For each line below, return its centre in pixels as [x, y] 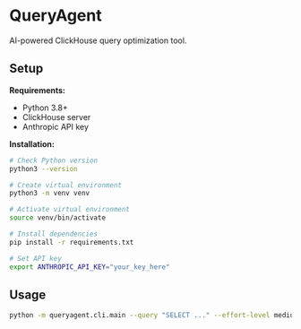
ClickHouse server [56, 117]
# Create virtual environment [66, 185]
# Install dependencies [54, 234]
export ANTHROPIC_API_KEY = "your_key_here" [90, 267]
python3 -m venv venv [50, 194]
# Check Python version [54, 160]
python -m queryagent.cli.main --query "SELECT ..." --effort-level [140, 316]
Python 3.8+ [45, 108]
